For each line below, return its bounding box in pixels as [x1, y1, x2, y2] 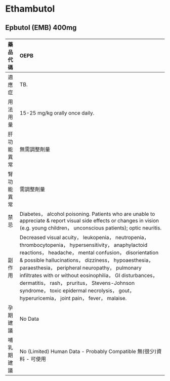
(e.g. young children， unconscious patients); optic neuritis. [19, 224, 162, 231]
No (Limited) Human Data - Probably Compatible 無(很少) [19, 348, 157, 355]
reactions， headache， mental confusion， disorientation [19, 249, 159, 256]
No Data [19, 315, 39, 322]
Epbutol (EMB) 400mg [5, 23, 77, 32]
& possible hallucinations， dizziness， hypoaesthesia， [19, 256, 154, 263]
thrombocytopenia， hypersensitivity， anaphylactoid [19, 241, 148, 248]
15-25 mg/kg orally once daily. [19, 109, 95, 117]
